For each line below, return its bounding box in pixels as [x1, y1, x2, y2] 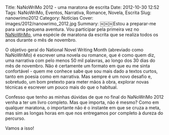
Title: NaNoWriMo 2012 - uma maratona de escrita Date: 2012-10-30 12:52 [5, 5, 160, 10]
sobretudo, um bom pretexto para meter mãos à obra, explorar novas [5, 79, 149, 85]
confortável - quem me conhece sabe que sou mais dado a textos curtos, [5, 68, 158, 74]
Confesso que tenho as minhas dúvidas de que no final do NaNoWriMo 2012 [5, 94, 164, 100]
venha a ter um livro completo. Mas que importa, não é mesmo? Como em [5, 99, 159, 105]
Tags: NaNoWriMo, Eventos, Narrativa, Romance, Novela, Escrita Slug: [5, 10, 151, 16]
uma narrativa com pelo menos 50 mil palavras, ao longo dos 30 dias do [5, 57, 155, 63]
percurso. [5, 115, 26, 121]
